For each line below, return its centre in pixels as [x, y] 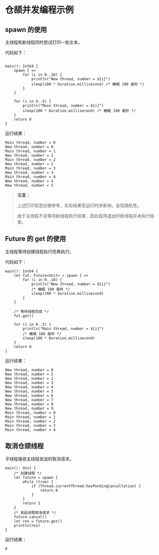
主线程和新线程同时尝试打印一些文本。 [44, 42]
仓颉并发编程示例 [40, 10]
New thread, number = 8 [29, 404]
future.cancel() [31, 517]
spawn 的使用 [26, 30]
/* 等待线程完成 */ [31, 311]
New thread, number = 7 [29, 400]
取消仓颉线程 [24, 446]
